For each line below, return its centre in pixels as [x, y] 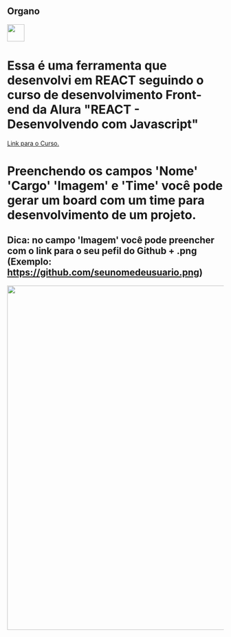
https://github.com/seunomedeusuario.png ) [105, 272]
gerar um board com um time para [106, 200]
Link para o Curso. [33, 143]
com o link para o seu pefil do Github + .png [102, 251]
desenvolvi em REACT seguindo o [106, 80]
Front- [184, 95]
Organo [23, 11]
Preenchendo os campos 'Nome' [102, 171]
